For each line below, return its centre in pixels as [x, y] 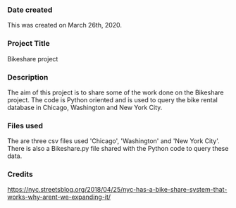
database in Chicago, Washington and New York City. [85, 107]
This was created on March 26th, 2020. [64, 25]
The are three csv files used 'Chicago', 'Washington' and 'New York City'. [113, 141]
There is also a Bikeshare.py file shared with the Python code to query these [118, 149]
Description [28, 77]
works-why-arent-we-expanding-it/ [59, 197]
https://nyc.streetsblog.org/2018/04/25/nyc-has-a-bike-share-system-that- [117, 190]
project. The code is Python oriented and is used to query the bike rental [113, 99]
